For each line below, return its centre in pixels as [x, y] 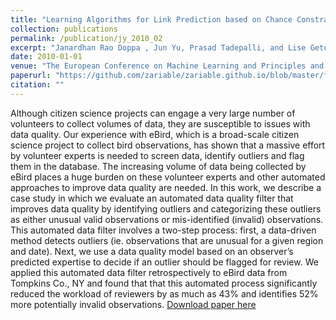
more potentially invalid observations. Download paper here [133, 304]
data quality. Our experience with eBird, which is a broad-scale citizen [155, 134]
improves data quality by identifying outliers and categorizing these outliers [166, 208]
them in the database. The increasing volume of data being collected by [158, 166]
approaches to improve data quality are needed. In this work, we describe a [166, 187]
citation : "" [37, 85]
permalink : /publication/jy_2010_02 [86, 38]
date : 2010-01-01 [46, 57]
